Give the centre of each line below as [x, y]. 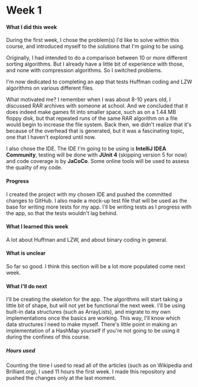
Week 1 [24, 10]
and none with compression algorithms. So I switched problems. [84, 70]
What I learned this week [37, 227]
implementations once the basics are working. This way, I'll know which [93, 318]
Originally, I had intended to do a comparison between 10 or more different [97, 58]
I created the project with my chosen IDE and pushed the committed [89, 194]
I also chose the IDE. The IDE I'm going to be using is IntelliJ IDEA [86, 149]
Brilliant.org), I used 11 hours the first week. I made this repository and [91, 372]
